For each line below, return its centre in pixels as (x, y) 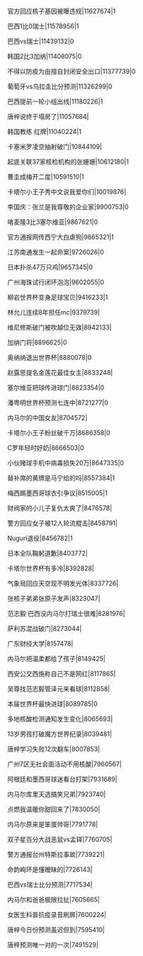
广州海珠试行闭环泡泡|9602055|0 (56, 282)
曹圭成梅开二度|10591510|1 (46, 177)
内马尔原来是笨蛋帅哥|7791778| (53, 824)
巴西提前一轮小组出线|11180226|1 (55, 101)
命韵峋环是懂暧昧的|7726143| (50, 870)
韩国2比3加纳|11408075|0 (45, 56)
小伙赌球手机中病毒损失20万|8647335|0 (66, 463)
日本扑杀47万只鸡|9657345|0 (50, 267)
